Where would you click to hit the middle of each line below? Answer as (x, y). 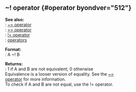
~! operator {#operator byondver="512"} (68, 8)
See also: (15, 19)
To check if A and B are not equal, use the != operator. (59, 84)
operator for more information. (35, 79)
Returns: (14, 64)
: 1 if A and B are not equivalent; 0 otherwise (49, 69)
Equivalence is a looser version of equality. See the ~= (59, 74)
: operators (16, 40)
